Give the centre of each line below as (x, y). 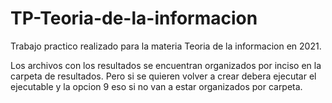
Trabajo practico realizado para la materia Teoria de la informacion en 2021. (166, 46)
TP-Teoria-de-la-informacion (134, 18)
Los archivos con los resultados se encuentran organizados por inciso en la (166, 65)
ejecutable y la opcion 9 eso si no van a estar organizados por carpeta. (156, 86)
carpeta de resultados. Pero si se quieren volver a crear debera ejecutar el (163, 76)
